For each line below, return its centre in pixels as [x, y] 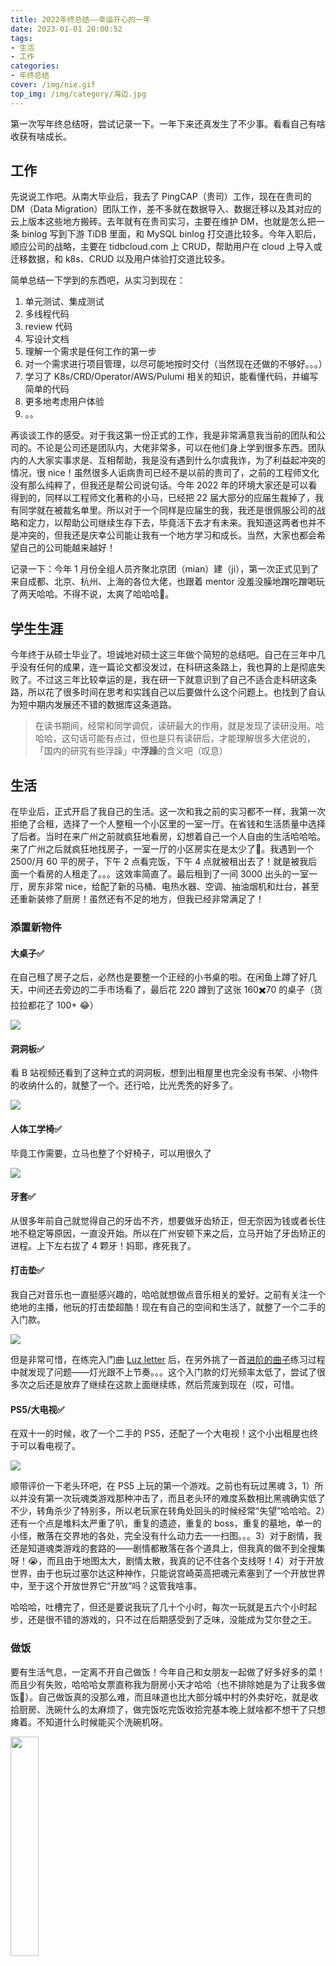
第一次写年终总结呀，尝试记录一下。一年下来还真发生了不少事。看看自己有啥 [168, 123]
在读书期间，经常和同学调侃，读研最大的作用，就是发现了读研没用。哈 [179, 726]
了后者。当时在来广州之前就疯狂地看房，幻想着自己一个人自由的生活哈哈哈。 [168, 837]
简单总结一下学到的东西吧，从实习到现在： [98, 280]
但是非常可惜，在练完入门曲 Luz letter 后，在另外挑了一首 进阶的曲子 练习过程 [168, 1359]
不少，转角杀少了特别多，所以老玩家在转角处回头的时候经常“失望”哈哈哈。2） [168, 1511]
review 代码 [48, 327]
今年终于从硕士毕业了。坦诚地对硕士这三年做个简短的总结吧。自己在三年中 [163, 655]
